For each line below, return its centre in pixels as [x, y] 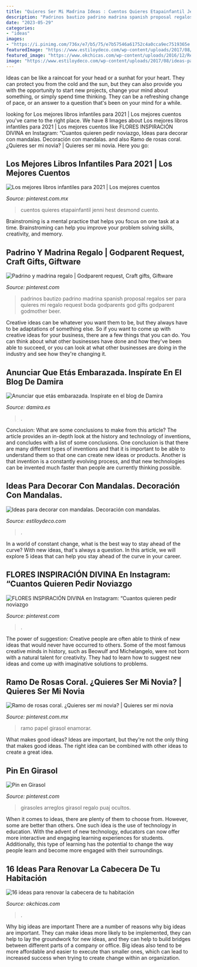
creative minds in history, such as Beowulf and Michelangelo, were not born [98, 651]
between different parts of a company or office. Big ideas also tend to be [94, 945]
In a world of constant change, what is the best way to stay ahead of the [93, 544]
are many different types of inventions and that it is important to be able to [96, 449]
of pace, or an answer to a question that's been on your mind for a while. [94, 102]
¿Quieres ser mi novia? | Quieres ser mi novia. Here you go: [78, 145]
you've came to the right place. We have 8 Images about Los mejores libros [97, 120]
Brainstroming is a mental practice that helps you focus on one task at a [93, 221]
